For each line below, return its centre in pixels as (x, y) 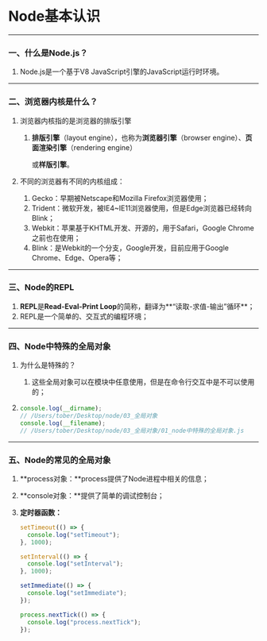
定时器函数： (41, 512)
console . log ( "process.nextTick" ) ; (84, 622)
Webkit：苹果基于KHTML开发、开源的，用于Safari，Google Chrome (143, 228)
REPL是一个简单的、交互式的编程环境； (84, 316)
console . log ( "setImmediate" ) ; (77, 593)
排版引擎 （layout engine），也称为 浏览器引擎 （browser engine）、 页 (142, 137)
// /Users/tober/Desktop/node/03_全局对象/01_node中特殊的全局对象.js (132, 431)
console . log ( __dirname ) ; (61, 409)
